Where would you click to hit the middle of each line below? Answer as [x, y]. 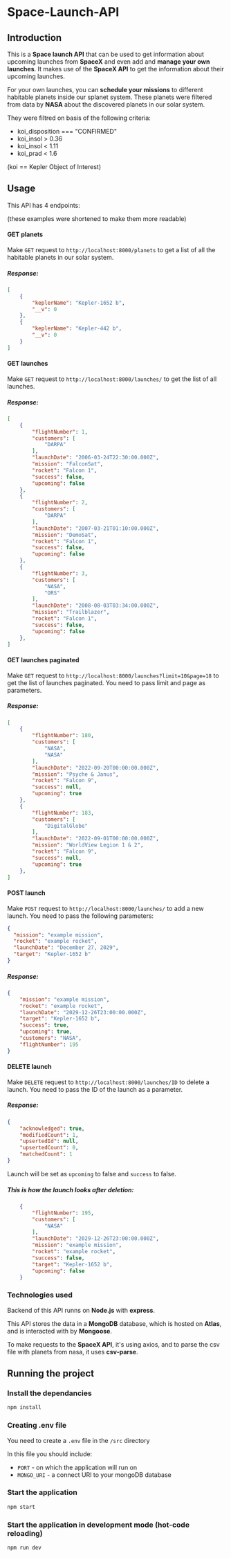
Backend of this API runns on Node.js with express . [81, 1310]
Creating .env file [37, 1426]
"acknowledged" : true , [52, 1128]
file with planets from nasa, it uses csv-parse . [73, 1352]
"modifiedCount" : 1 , [49, 1135]
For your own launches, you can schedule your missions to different [105, 90]
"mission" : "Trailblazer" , [71, 612]
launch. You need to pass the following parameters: [81, 916]
